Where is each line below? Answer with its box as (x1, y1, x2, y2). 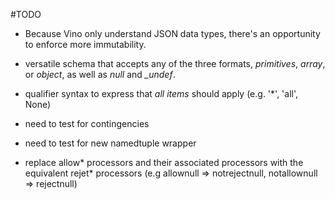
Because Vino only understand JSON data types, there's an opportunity (24, 28, 321, 39)
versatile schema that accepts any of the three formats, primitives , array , (24, 58, 326, 69)
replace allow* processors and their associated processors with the (24, 157, 304, 168)
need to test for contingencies (24, 118, 150, 129)
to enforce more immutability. (24, 39, 147, 50)
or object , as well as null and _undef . (24, 69, 176, 80)
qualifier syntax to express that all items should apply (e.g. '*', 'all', (24, 88, 299, 99)
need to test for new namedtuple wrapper (24, 137, 197, 149)
